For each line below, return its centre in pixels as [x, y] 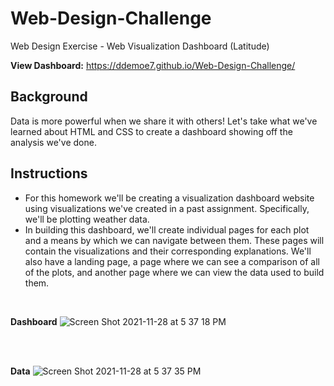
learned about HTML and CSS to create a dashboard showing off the [151, 131]
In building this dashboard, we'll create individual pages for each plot [167, 229]
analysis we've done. [53, 142]
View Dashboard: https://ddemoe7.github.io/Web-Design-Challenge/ [153, 65]
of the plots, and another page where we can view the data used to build [174, 272]
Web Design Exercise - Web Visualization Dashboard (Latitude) [140, 46]
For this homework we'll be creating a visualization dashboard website [169, 198]
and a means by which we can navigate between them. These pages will [174, 240]
